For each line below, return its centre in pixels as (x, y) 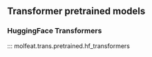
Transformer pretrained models (76, 11)
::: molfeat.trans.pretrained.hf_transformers (68, 46)
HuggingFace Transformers (55, 31)
